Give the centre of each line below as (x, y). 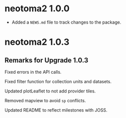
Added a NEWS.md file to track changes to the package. (66, 22)
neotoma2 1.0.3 (37, 42)
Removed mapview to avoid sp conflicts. (45, 100)
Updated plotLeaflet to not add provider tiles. (50, 91)
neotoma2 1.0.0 (37, 9)
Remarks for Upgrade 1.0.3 (47, 60)
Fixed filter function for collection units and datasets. (58, 81)
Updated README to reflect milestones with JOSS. (56, 110)
